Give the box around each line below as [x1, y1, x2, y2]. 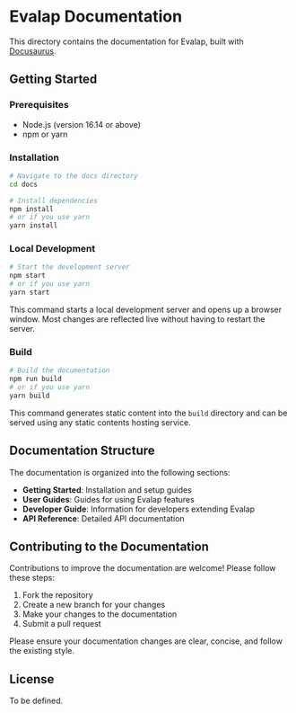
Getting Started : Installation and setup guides [22, 484, 193, 495]
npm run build [9, 375, 63, 384]
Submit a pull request [22, 619, 101, 629]
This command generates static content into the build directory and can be [9, 407, 288, 418]
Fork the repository [22, 590, 94, 601]
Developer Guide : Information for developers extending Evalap [22, 504, 256, 514]
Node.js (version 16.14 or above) [22, 119, 142, 129]
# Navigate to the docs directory [9, 171, 139, 181]
